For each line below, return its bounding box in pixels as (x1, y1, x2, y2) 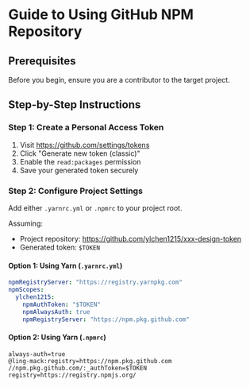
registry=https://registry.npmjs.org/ (8, 371, 137, 379)
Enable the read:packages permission (19, 157, 141, 166)
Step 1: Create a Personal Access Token (8, 122, 164, 133)
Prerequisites (8, 54, 76, 68)
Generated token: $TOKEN (19, 242, 101, 252)
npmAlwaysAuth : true (22, 308, 90, 315)
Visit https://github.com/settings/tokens (19, 140, 150, 149)
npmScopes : (8, 286, 44, 294)
